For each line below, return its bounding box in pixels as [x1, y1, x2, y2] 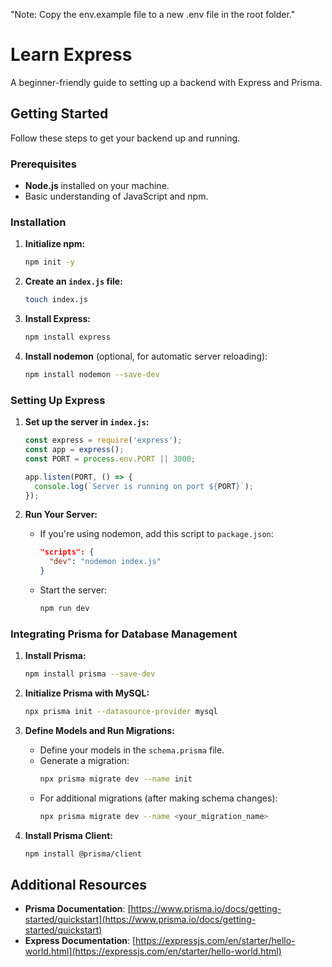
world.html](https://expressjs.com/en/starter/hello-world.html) [24, 945, 282, 958]
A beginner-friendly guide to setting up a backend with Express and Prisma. [10, 76, 323, 88]
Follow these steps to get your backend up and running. [10, 132, 241, 144]
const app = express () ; [24, 445, 125, 455]
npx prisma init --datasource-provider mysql [24, 707, 218, 717]
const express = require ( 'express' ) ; [24, 435, 183, 446]
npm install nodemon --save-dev [24, 369, 160, 379]
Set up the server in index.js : [24, 416, 150, 428]
